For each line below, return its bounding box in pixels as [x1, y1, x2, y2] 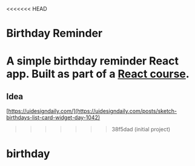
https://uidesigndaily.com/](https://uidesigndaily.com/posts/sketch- [8, 108, 177, 115]
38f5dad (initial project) [111, 126, 171, 133]
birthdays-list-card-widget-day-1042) [6, 114, 101, 121]
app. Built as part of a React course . [6, 67, 190, 81]
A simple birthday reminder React [6, 54, 179, 68]
